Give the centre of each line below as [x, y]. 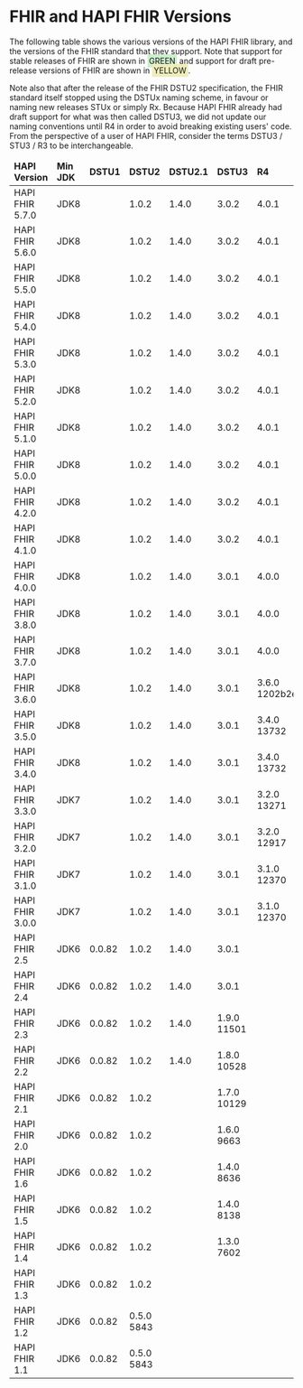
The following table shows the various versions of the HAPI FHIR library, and [151, 42]
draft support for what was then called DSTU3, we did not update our [138, 116]
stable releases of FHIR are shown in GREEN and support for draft [133, 61]
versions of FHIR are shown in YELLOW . [115, 70]
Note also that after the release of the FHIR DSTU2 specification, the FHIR [147, 88]
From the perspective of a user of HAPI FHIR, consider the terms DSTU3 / [146, 135]
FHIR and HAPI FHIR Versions [120, 17]
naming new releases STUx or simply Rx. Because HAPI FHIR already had [146, 107]
